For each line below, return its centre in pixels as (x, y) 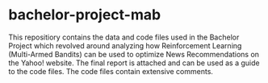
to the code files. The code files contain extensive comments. (111, 71)
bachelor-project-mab (85, 15)
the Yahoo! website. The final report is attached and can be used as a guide (134, 63)
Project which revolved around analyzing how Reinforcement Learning (125, 45)
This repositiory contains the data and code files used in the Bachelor (124, 37)
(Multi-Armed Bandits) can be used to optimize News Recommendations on (134, 54)
